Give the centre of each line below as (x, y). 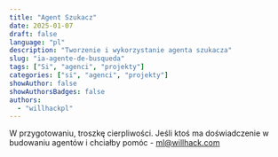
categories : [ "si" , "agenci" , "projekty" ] (89, 75)
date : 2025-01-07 (41, 26)
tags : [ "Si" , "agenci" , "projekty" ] (77, 67)
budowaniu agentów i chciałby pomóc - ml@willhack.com (115, 143)
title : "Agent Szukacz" (53, 17)
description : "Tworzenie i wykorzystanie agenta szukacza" (121, 51)
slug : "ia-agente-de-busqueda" (67, 59)
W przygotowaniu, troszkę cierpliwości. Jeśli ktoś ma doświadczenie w (139, 133)
